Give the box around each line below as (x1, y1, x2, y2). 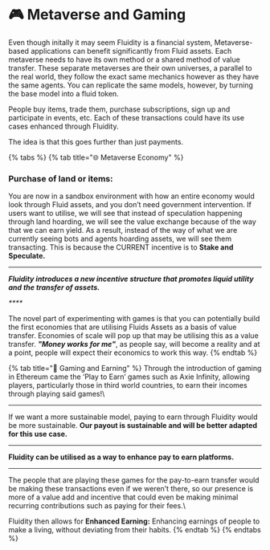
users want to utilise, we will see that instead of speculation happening (8, 209, 243, 218)
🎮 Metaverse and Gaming (8, 6, 186, 24)
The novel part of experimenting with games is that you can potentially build (8, 314, 260, 324)
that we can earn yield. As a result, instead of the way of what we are (8, 226, 238, 235)
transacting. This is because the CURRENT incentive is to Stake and (8, 242, 234, 252)
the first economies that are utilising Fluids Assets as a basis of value (8, 322, 237, 332)
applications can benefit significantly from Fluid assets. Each (31, 46, 232, 55)
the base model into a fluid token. (8, 88, 119, 98)
